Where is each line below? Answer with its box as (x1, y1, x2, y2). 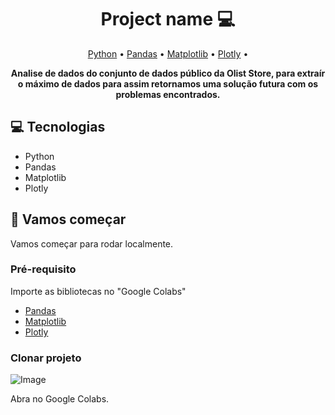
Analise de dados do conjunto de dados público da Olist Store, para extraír (10, 67, 326, 79)
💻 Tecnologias (10, 119, 106, 136)
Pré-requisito (10, 262, 77, 276)
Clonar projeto (10, 351, 82, 365)
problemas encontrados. (115, 88, 221, 100)
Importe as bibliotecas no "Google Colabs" (10, 285, 187, 297)
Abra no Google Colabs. (10, 393, 110, 405)
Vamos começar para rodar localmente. (10, 237, 174, 250)
